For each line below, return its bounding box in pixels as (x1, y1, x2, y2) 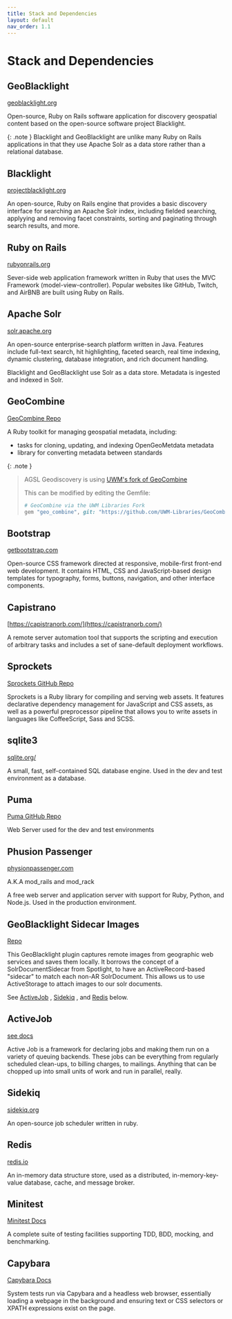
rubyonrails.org (7, 260, 50, 268)
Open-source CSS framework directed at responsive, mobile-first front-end (7, 559, 222, 568)
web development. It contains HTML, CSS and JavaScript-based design (7, 567, 212, 575)
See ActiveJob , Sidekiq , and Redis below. (7, 993, 128, 1002)
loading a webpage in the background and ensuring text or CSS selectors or (7, 1297, 224, 1305)
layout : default (7, 17, 54, 24)
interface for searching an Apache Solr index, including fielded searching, (7, 207, 217, 215)
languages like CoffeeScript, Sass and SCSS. (7, 714, 135, 723)
